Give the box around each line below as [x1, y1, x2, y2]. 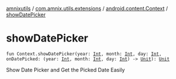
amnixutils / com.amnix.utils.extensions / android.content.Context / [6, 5, 168, 12]
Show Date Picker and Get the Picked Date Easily [6, 66, 125, 73]
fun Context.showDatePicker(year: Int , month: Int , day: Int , [6, 51, 162, 57]
